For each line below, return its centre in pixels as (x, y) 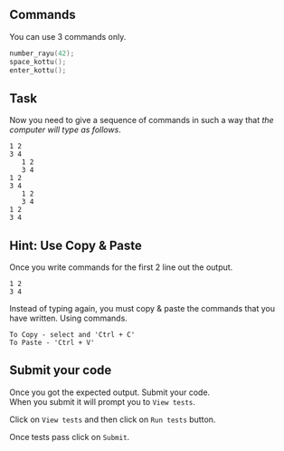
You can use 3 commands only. (68, 36)
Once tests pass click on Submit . (70, 437)
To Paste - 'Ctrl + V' (52, 343)
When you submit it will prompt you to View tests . (103, 401)
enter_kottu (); (38, 70)
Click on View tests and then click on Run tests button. (113, 419)
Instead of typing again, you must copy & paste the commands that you (142, 309)
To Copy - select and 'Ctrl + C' (72, 335)
